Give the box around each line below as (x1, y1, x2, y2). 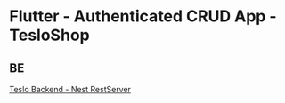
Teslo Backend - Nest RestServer (9, 84, 132, 94)
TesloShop (9, 25, 91, 45)
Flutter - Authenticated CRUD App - (9, 6, 278, 27)
